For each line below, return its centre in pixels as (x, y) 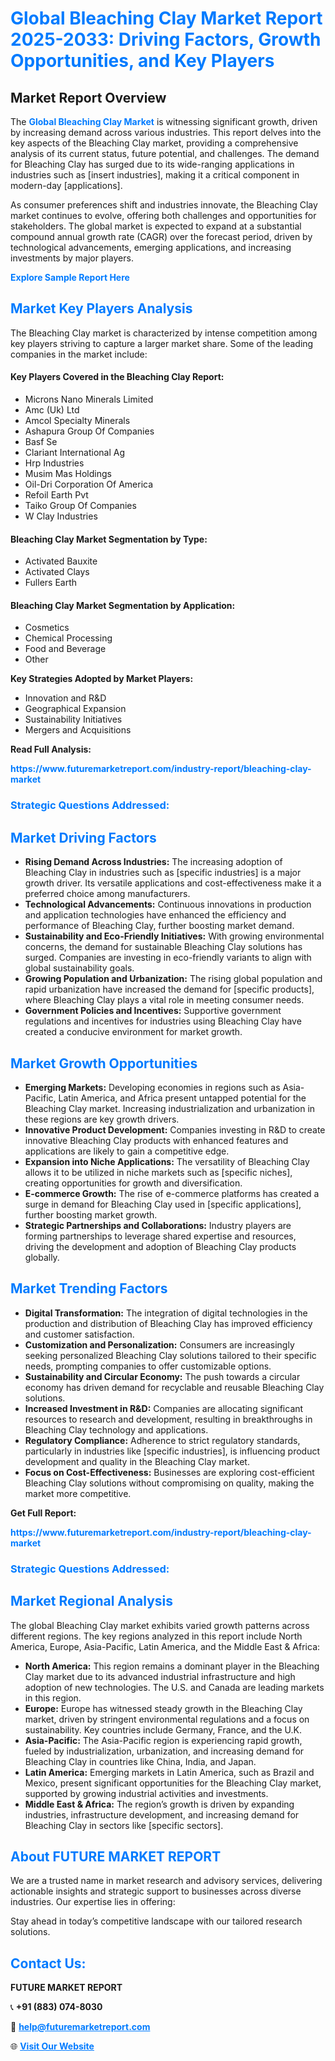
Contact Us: (48, 1963)
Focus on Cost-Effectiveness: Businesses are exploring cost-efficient (169, 1472)
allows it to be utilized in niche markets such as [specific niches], (158, 1172)
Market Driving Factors (83, 837)
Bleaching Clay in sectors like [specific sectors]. (124, 1825)
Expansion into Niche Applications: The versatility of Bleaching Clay (167, 1161)
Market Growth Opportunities (104, 1063)
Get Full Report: (43, 1513)
